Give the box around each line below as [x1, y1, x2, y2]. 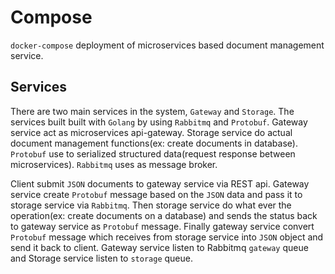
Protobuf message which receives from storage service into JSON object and [10, 231, 324, 243]
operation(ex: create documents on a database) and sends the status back [10, 209, 318, 221]
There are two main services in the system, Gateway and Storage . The [10, 105, 295, 117]
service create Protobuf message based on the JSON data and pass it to [10, 188, 303, 200]
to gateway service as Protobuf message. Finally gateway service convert [10, 220, 315, 232]
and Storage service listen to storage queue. [10, 252, 194, 264]
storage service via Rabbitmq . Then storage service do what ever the [10, 199, 292, 211]
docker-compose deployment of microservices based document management [10, 39, 325, 51]
